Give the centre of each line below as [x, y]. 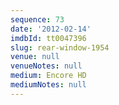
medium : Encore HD [48, 76]
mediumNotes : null [48, 85]
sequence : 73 [37, 19]
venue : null [35, 57]
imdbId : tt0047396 [48, 38]
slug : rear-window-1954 [60, 47]
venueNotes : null [46, 66]
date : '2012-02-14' [51, 29]
